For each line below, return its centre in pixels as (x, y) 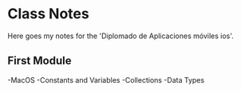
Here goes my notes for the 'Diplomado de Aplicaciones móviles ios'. (121, 36)
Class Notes (48, 14)
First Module (40, 61)
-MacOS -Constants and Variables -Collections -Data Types (106, 79)
